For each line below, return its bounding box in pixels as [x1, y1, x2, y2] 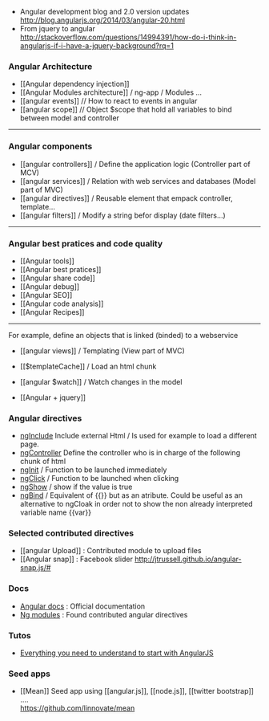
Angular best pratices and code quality [8, 238, 163, 249]
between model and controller [19, 113, 120, 123]
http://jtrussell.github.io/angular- [134, 554, 242, 564]
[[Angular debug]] [19, 281, 80, 291]
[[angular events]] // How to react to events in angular [19, 96, 198, 106]
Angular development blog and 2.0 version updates [19, 7, 190, 16]
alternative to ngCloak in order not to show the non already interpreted [19, 499, 253, 509]
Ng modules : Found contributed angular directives [19, 609, 188, 619]
